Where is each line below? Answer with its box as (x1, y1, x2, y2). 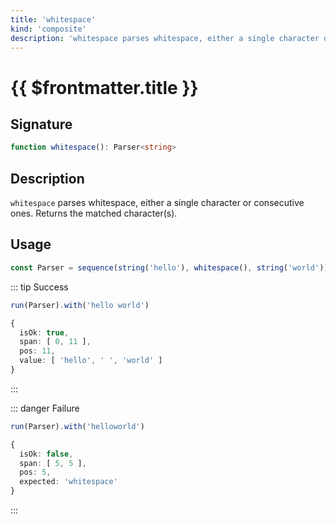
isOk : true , (19, 327, 70, 338)
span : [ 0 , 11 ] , (19, 337, 92, 347)
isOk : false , (19, 449, 74, 459)
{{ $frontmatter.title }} (10, 76, 199, 99)
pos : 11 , (19, 346, 56, 356)
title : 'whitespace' (10, 14, 97, 25)
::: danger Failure (10, 402, 80, 414)
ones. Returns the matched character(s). (10, 207, 178, 220)
